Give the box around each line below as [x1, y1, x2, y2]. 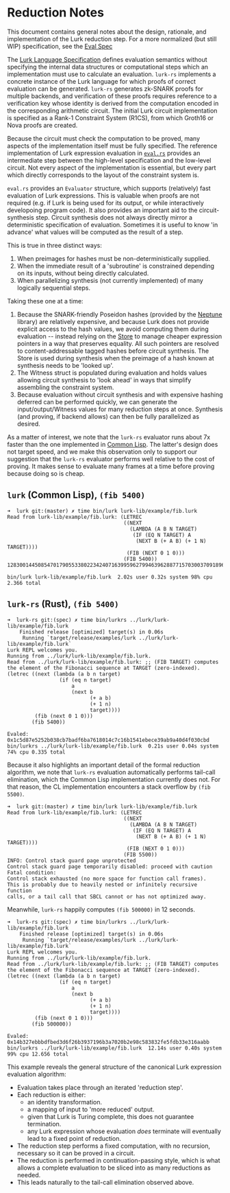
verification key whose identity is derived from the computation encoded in [7, 99, 219, 107]
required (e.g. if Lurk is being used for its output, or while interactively [7, 198, 204, 207]
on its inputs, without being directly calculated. [16, 269, 149, 277]
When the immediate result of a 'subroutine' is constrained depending [16, 262, 214, 270]
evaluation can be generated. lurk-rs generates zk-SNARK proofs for [7, 84, 204, 93]
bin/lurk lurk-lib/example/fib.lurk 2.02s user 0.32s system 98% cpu [7, 573, 213, 581]
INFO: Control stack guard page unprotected [7, 857, 136, 864]
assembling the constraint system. [16, 383, 114, 391]
